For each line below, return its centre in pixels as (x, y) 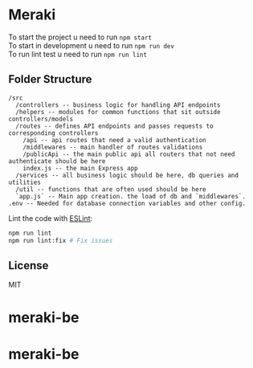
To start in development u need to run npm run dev (92, 45)
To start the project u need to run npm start (80, 37)
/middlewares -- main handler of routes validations (113, 147)
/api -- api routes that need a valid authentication (114, 140)
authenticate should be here (57, 161)
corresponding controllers (53, 133)
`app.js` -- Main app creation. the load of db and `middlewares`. (131, 196)
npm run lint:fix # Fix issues (61, 240)
